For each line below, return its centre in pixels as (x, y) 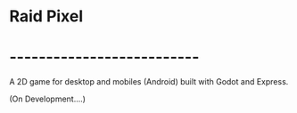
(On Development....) (48, 99)
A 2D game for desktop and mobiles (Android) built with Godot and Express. (149, 82)
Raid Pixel (46, 16)
